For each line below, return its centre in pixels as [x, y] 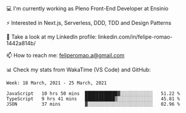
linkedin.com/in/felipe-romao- [135, 37]
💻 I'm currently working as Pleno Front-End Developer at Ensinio [87, 8]
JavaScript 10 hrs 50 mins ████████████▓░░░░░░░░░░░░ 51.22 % [93, 94]
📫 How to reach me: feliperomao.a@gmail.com [65, 55]
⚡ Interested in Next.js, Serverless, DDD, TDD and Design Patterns [89, 23]
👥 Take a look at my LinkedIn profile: [51, 37]
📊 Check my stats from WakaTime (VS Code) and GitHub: [79, 69]
